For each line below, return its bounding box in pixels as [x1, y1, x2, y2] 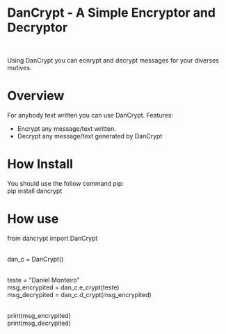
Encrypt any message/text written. [17, 124, 116, 133]
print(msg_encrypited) [7, 311, 71, 319]
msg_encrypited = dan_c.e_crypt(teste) [7, 283, 120, 292]
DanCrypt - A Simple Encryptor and [7, 5, 216, 21]
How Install [7, 157, 73, 172]
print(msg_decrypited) [7, 319, 72, 327]
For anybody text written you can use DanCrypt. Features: [7, 111, 174, 119]
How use [7, 211, 59, 227]
